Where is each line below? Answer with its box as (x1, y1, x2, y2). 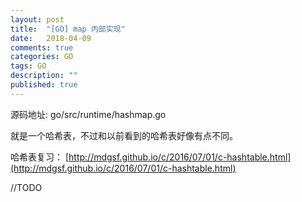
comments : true (10, 42, 74, 53)
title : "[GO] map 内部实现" (10, 24, 126, 34)
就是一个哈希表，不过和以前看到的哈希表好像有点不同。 (10, 129, 238, 141)
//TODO (10, 181, 43, 193)
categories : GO (10, 52, 74, 62)
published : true (10, 80, 78, 90)
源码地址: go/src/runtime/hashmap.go (10, 108, 167, 120)
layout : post (10, 14, 65, 25)
